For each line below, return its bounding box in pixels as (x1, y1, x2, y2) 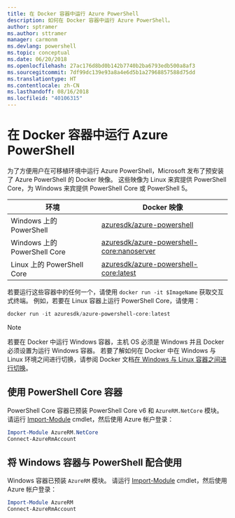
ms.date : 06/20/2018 (7, 56, 68, 63)
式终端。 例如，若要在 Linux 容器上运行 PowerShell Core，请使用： (7, 296, 201, 304)
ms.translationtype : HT (7, 75, 77, 83)
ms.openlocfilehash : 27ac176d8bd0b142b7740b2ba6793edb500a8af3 (7, 62, 196, 69)
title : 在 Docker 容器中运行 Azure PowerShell (7, 10, 139, 17)
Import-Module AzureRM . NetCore (7, 428, 99, 436)
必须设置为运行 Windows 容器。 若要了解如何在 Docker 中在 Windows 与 (7, 346, 216, 354)
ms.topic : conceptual (7, 50, 71, 57)
